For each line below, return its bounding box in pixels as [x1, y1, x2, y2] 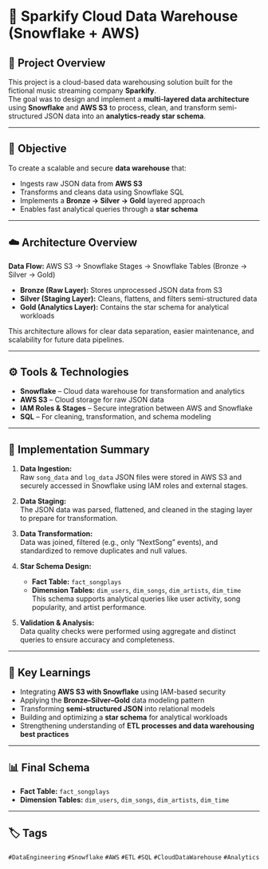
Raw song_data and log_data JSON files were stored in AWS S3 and [19, 472, 242, 483]
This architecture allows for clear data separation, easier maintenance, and [8, 326, 254, 335]
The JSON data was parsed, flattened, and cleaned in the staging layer [19, 505, 253, 515]
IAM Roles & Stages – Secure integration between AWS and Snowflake [19, 403, 253, 413]
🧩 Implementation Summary [8, 443, 150, 456]
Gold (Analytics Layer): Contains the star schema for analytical [19, 302, 229, 311]
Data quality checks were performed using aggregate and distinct [19, 627, 237, 636]
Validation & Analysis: [19, 618, 95, 627]
